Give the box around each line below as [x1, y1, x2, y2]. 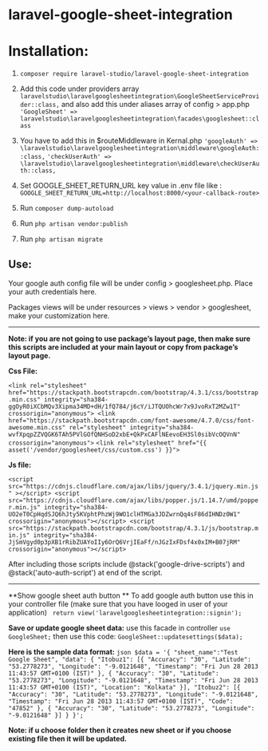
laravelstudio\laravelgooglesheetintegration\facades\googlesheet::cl [19, 115, 260, 123]
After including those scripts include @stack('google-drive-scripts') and [8, 559, 245, 568]
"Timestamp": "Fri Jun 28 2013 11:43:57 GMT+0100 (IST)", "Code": [8, 697, 234, 706]
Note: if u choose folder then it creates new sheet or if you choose [8, 725, 232, 735]
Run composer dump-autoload [19, 204, 114, 213]
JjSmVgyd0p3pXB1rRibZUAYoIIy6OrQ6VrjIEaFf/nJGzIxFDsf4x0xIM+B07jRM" [8, 538, 241, 546]
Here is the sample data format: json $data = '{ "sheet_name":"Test [8, 646, 238, 656]
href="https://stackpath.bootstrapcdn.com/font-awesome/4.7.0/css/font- [8, 417, 255, 425]
